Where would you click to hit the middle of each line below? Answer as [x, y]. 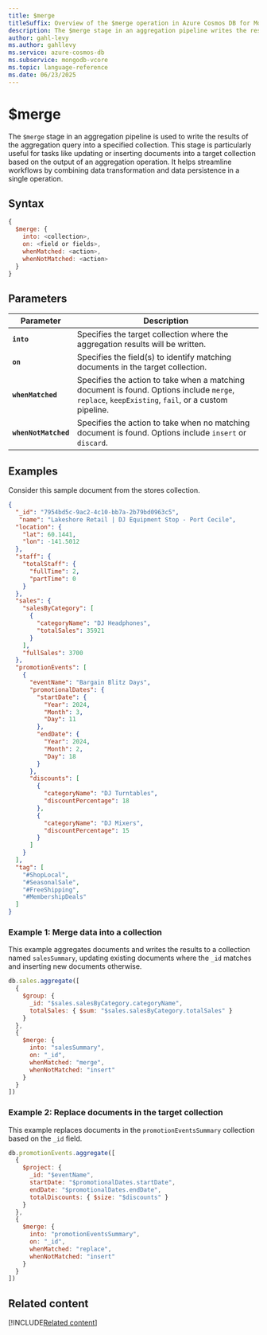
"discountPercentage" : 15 [86, 830]
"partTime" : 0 [53, 579]
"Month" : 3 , [63, 712]
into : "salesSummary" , [67, 1048]
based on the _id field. [45, 1138]
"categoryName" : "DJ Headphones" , [94, 623]
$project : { [42, 1168]
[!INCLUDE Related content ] [53, 1323]
